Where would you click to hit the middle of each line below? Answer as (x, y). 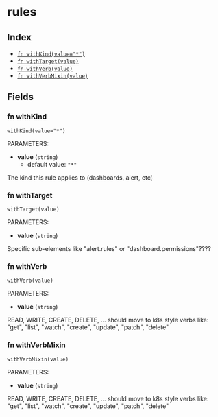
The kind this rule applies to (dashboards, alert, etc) (80, 177)
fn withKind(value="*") (51, 54)
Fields (21, 97)
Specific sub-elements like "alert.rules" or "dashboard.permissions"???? (109, 248)
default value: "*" (52, 164)
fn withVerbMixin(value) (52, 76)
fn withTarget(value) (48, 62)
